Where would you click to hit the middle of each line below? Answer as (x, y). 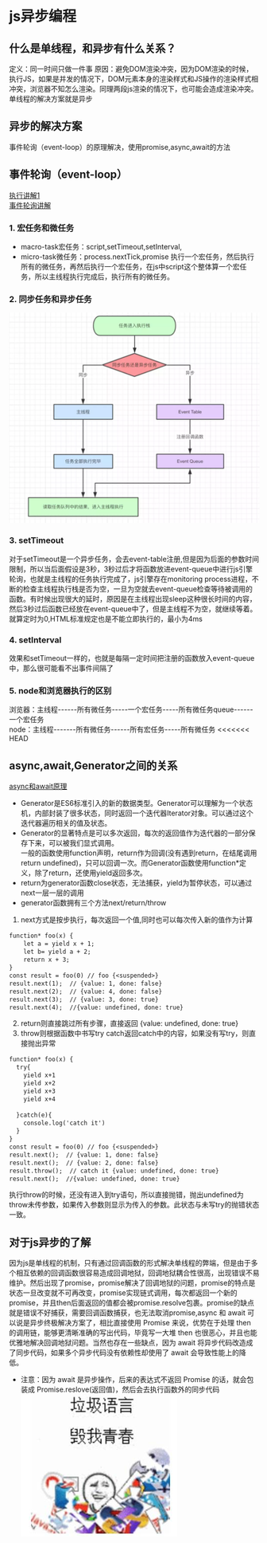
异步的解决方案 (46, 126)
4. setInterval (35, 640)
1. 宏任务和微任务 (42, 228)
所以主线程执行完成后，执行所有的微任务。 (104, 277)
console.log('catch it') (64, 1123)
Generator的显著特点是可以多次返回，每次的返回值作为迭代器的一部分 (135, 833)
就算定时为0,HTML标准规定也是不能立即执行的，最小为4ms (106, 618)
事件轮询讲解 (30, 205)
